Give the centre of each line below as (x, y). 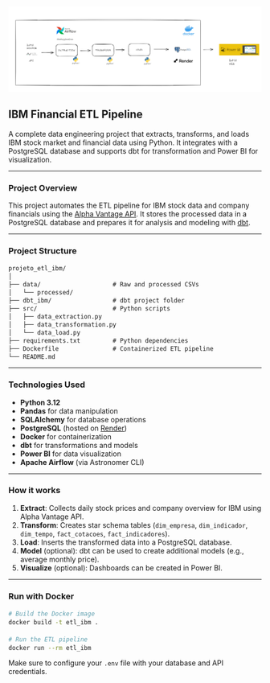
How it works (35, 491)
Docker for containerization (65, 436)
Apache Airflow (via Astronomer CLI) (82, 462)
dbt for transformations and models (79, 445)
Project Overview (43, 187)
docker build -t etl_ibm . (53, 622)
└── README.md (32, 357)
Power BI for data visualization (71, 454)
